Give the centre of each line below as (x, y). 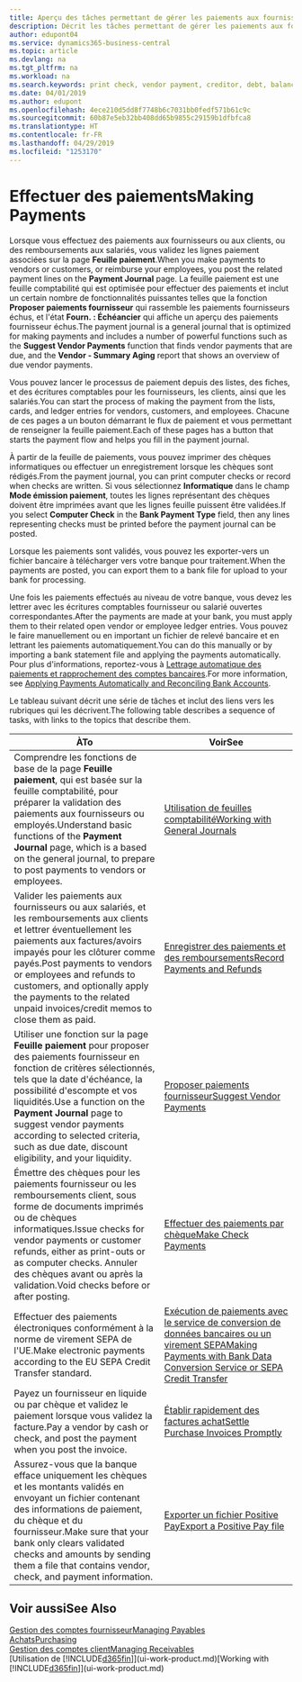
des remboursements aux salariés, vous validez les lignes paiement (134, 249)
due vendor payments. (51, 365)
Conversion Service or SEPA (224, 1367)
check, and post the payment (75, 1438)
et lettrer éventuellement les (73, 929)
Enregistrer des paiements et (225, 946)
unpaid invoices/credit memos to (83, 1008)
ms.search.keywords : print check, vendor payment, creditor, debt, (138, 85)
